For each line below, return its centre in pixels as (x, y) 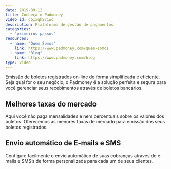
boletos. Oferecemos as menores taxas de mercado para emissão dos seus (85, 122)
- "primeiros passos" (33, 34)
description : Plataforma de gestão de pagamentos (60, 24)
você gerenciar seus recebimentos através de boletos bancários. (74, 88)
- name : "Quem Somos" (33, 44)
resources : (17, 39)
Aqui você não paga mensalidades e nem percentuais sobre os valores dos (85, 116)
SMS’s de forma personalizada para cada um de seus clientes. (87, 161)
